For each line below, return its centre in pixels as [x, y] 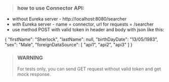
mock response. [34, 74]
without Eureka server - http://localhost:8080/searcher [69, 19]
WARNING [30, 58]
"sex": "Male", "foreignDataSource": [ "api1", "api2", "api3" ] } [69, 45]
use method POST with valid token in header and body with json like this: [88, 30]
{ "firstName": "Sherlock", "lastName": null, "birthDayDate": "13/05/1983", [81, 39]
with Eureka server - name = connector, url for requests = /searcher [83, 24]
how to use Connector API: [51, 8]
